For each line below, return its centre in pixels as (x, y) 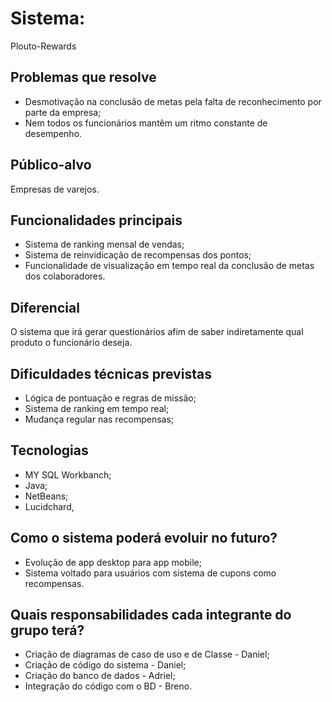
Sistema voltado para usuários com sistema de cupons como (150, 573)
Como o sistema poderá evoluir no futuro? (144, 538)
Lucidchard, (49, 506)
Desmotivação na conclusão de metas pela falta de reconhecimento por (173, 101)
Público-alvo (51, 165)
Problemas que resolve (83, 77)
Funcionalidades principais (96, 220)
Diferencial (45, 307)
